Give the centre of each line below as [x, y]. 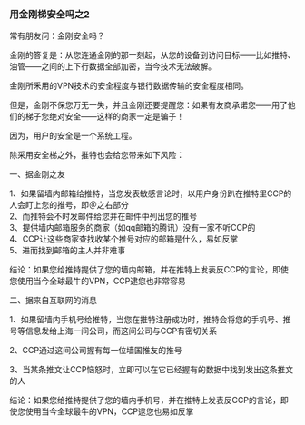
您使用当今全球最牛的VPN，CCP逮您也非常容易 [98, 281]
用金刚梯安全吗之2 [50, 14]
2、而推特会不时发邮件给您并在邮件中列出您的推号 [103, 216]
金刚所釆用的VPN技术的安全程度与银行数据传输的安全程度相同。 [129, 86]
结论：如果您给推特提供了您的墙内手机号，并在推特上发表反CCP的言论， [145, 400]
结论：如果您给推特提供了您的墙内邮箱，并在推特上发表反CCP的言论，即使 [149, 270]
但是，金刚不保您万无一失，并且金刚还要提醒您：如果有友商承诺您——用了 [148, 105]
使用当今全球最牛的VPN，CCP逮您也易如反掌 [109, 411]
